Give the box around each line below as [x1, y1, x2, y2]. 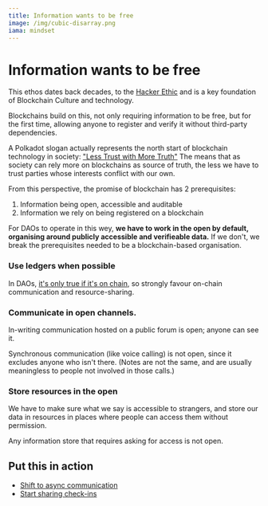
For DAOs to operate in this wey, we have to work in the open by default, [8, 224, 249, 233]
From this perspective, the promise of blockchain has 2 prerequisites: [8, 184, 236, 194]
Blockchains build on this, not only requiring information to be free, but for [8, 111, 251, 120]
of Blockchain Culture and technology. [8, 96, 134, 105]
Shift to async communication [19, 481, 118, 490]
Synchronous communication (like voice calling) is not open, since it [8, 348, 232, 359]
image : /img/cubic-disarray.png [8, 19, 116, 27]
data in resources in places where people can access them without [8, 412, 229, 422]
